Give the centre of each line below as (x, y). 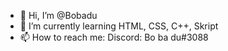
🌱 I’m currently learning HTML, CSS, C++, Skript (119, 26)
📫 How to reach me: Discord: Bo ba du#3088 (114, 37)
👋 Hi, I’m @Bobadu (58, 15)
